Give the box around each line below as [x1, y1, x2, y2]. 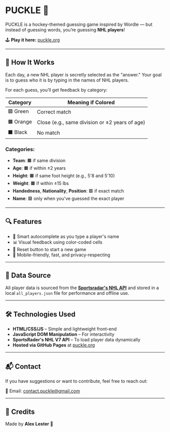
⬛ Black [8, 129, 28, 136]
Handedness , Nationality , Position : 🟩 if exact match [12, 188, 124, 194]
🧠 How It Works [5, 58, 55, 67]
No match [37, 129, 60, 136]
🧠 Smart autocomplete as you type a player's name [12, 233, 119, 240]
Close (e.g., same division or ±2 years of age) [37, 119, 146, 126]
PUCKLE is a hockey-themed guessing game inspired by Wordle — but [5, 21, 153, 27]
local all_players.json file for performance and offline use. [5, 290, 130, 296]
